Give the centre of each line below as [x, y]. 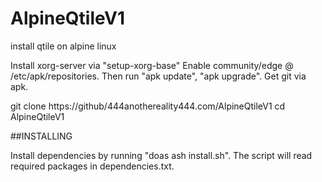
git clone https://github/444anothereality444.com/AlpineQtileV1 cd [148, 106]
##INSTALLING [41, 136]
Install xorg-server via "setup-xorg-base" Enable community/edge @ [152, 65]
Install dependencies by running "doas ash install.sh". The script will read [161, 155]
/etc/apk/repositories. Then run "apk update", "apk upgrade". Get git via [158, 76]
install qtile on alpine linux [63, 46]
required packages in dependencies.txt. [92, 166]
